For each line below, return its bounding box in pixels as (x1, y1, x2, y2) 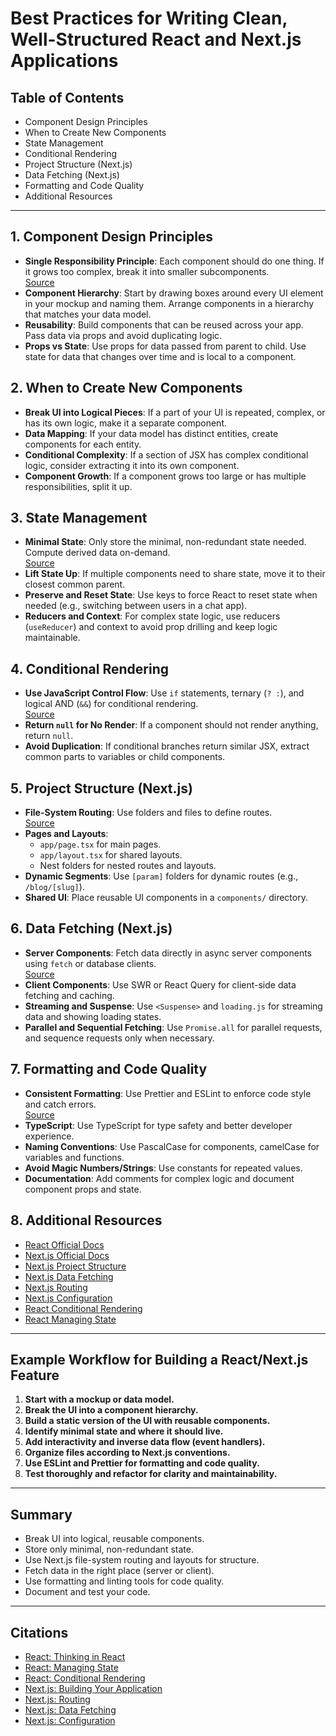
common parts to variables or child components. (24, 751, 226, 763)
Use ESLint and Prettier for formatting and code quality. (24, 1457, 260, 1469)
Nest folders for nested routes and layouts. (39, 860, 217, 872)
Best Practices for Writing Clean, (10, 7, 288, 30)
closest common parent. (24, 578, 126, 591)
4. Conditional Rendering (10, 660, 169, 677)
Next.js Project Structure (24, 1260, 127, 1272)
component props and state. (24, 1183, 142, 1195)
